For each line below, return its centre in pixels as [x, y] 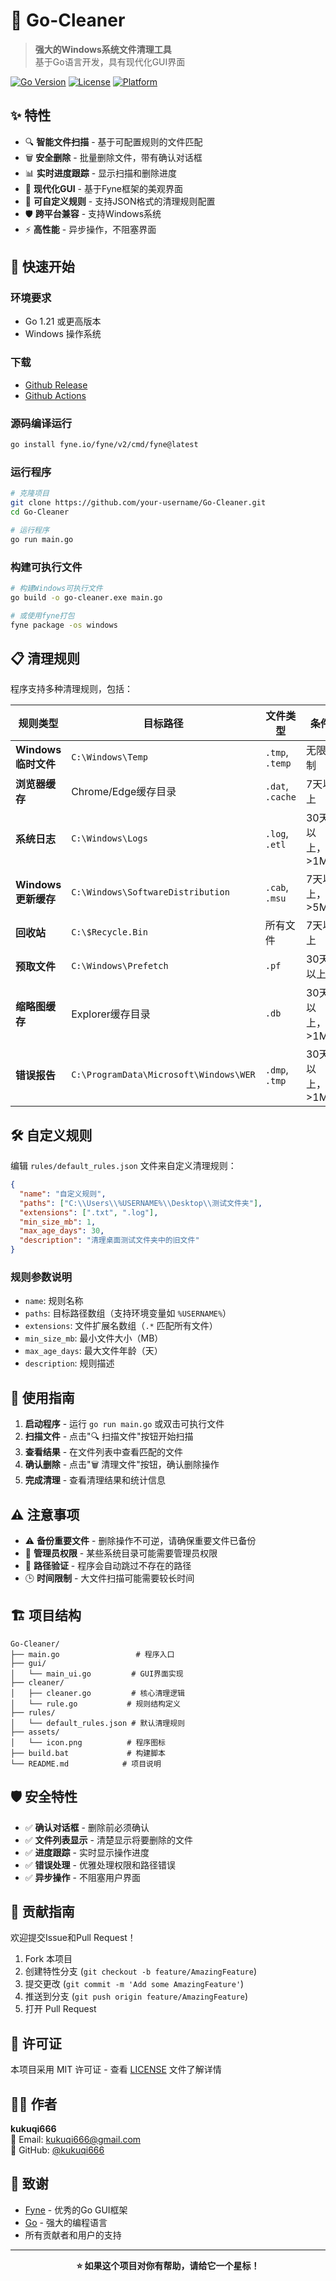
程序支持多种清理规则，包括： [71, 689]
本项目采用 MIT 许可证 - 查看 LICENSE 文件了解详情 [116, 2070]
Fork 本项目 [48, 1959]
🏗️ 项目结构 [46, 1615]
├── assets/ [35, 1732]
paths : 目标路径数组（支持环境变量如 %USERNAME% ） [128, 1313]
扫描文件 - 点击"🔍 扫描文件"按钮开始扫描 [109, 1436]
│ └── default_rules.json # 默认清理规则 [97, 1723]
